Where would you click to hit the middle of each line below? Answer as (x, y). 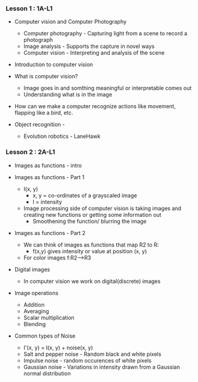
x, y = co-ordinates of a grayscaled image (85, 195)
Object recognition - (39, 124)
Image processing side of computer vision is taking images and (102, 208)
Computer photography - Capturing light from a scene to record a (105, 33)
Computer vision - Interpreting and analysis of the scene (94, 53)
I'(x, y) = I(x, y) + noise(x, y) (58, 347)
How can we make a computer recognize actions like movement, (95, 106)
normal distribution (47, 373)
